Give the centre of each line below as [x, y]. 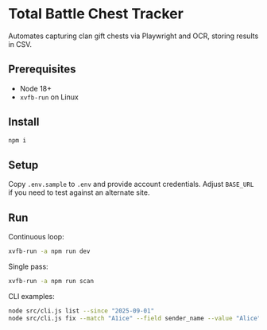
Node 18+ [36, 88]
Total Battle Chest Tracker [96, 14]
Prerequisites [42, 70]
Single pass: [29, 266]
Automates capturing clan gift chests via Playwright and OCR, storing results [133, 36]
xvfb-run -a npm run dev [49, 251]
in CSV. [20, 44]
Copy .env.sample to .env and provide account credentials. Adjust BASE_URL [131, 184]
